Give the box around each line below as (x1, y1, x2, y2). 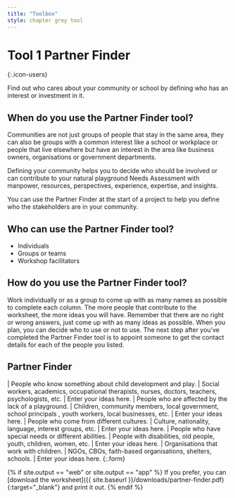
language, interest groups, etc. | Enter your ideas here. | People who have (7, 424, 221, 433)
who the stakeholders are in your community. (7, 203, 139, 211)
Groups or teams (17, 249, 67, 257)
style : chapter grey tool (7, 17, 83, 24)
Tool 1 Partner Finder (7, 47, 131, 63)
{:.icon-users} (7, 70, 48, 79)
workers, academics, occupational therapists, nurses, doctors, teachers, (7, 387, 217, 395)
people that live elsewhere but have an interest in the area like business (7, 146, 215, 154)
